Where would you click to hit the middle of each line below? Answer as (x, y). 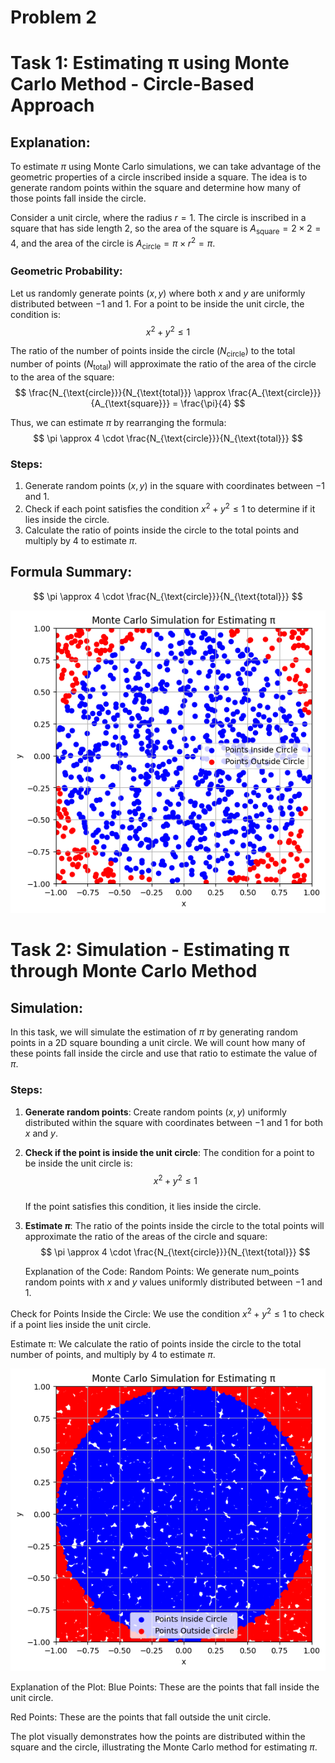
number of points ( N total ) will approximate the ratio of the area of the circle (163, 365)
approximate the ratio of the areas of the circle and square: (146, 1237)
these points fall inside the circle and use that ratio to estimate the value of (164, 1053)
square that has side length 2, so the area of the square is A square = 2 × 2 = (166, 229)
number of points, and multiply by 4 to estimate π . (113, 1354)
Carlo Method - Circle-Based (132, 84)
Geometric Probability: (66, 271)
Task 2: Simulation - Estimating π (150, 950)
